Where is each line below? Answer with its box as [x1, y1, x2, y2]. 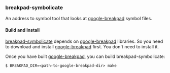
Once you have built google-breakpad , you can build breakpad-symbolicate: [5, 53, 165, 59]
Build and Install [5, 27, 40, 33]
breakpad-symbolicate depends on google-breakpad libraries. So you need [5, 38, 163, 44]
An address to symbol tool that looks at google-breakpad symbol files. [5, 16, 152, 22]
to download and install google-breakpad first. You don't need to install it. [5, 43, 159, 49]
